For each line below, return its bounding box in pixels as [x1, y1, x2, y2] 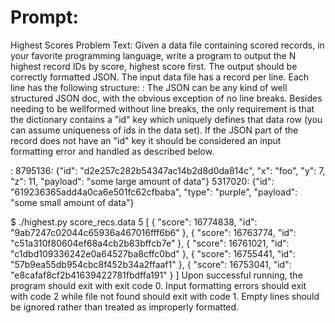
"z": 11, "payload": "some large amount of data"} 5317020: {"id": [10, 175, 275, 187]
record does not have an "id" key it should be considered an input [10, 134, 282, 146]
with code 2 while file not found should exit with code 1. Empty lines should [10, 290, 320, 302]
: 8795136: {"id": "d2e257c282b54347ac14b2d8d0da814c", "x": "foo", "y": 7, [10, 164, 326, 176]
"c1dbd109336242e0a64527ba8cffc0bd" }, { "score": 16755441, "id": [10, 247, 296, 260]
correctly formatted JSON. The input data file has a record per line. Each [10, 71, 310, 83]
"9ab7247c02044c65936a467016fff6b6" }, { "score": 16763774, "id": [10, 226, 297, 238]
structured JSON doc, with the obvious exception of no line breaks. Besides [10, 92, 323, 104]
